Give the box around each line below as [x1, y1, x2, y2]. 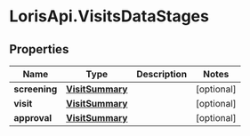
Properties [9, 42, 69, 57]
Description [136, 68, 188, 80]
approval [13, 112, 52, 124]
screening [13, 83, 58, 95]
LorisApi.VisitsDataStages [9, 6, 209, 27]
